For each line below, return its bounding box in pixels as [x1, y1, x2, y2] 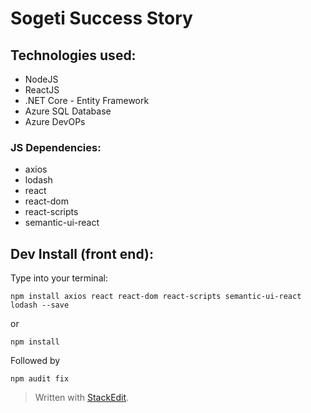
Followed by [10, 355, 61, 367]
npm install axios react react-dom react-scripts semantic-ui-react [10, 292, 302, 302]
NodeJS [24, 73, 59, 85]
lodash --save [10, 300, 70, 311]
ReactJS [24, 84, 60, 96]
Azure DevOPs [24, 116, 86, 127]
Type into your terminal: [10, 272, 108, 284]
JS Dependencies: [10, 140, 102, 154]
